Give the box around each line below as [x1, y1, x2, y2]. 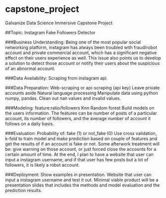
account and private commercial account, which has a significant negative [5, 50, 157, 56]
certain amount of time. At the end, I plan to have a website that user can [5, 151, 154, 157]
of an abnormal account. [5, 66, 55, 71]
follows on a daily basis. [5, 121, 55, 127]
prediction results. [5, 187, 42, 193]
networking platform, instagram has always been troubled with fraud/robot [5, 44, 158, 50]
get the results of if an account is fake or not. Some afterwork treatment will [5, 140, 160, 147]
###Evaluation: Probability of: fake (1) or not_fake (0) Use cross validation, [5, 130, 157, 136]
